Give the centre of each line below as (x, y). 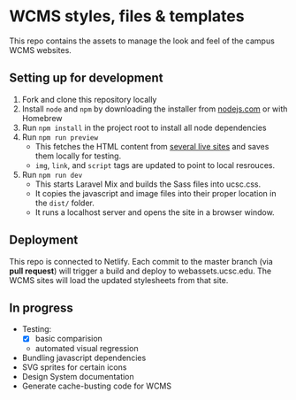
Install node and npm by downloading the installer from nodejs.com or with (155, 109)
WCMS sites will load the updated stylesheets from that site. (119, 280)
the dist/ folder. (65, 203)
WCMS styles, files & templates (127, 16)
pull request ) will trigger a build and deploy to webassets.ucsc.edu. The (140, 271)
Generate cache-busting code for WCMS (97, 386)
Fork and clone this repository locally (89, 99)
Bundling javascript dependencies (84, 358)
